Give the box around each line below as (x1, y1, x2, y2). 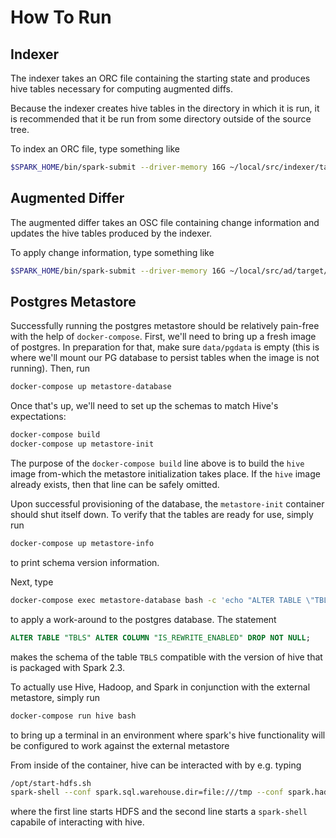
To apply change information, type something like (10, 246, 215, 258)
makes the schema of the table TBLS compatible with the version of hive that (10, 651, 323, 663)
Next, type (10, 576, 54, 588)
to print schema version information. (10, 556, 160, 568)
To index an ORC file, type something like (10, 143, 180, 155)
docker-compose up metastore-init (10, 439, 155, 450)
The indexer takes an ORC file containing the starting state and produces (10, 72, 311, 84)
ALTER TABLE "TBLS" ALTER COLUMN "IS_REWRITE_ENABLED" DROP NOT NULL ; (10, 632, 311, 643)
